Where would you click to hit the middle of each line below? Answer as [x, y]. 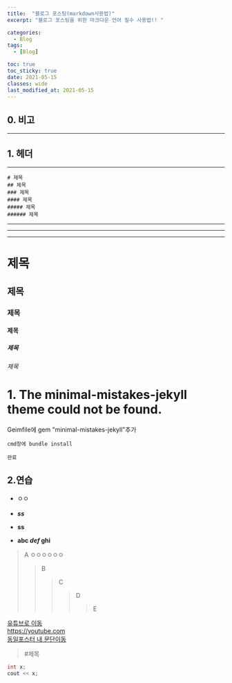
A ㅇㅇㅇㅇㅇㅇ [44, 554]
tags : [15, 46]
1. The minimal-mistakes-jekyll [97, 395]
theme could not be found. [85, 410]
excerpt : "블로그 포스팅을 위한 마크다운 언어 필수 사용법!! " [86, 20]
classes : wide [28, 84]
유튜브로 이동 [25, 623]
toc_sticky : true [32, 71]
